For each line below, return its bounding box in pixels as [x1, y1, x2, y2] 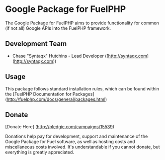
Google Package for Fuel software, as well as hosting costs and [5, 139, 135, 145]
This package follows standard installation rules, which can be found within [5, 85, 159, 91]
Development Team [5, 40, 67, 48]
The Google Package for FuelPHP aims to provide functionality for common [5, 20, 159, 26]
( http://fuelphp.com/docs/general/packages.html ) [5, 96, 107, 102]
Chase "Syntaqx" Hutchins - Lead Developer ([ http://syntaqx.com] [12, 53, 149, 59]
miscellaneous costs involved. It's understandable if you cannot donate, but [5, 144, 160, 150]
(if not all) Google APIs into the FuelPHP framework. [5, 25, 111, 31]
